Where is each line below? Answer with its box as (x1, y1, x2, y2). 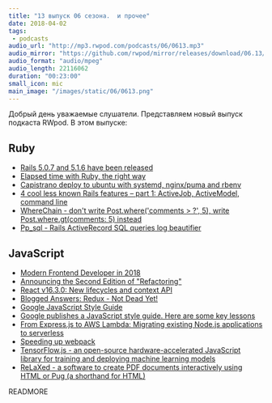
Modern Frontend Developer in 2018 (19, 268, 142, 278)
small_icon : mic (8, 79, 63, 87)
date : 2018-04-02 (8, 19, 67, 28)
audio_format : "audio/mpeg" (8, 57, 104, 66)
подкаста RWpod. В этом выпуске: (8, 118, 128, 128)
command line (19, 197, 68, 207)
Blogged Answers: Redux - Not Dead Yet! (19, 294, 159, 303)
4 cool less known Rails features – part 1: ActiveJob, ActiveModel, (19, 189, 240, 198)
